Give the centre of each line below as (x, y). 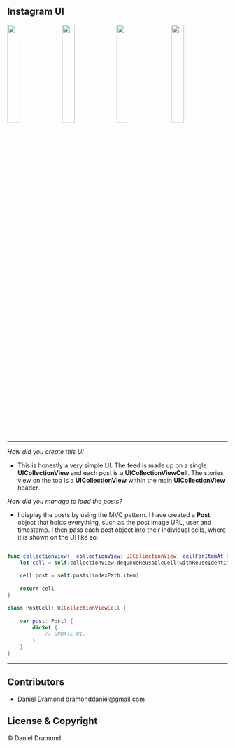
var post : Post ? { (47, 621)
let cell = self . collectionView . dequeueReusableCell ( (100, 563)
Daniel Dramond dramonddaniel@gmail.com (81, 699)
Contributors (36, 682)
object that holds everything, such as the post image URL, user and (114, 522)
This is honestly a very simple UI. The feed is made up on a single (112, 465)
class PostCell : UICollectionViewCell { (67, 608)
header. (28, 488)
